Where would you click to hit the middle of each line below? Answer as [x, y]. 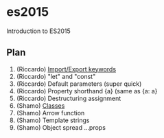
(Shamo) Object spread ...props [61, 127]
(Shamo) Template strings [53, 120]
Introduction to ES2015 [39, 31]
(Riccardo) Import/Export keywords [66, 69]
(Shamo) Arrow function [50, 113]
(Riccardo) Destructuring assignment [69, 98]
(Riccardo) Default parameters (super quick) [79, 84]
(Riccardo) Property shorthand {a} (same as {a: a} [87, 91]
